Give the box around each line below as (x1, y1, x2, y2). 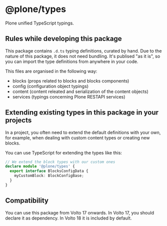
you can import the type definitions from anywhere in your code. (5, 58, 139, 64)
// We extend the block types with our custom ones (5, 159, 115, 164)
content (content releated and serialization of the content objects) (12, 88, 149, 94)
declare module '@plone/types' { (5, 164, 75, 169)
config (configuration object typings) (12, 83, 89, 89)
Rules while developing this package (5, 34, 122, 43)
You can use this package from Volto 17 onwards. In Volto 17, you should (5, 209, 154, 215)
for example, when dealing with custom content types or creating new (5, 134, 150, 140)
